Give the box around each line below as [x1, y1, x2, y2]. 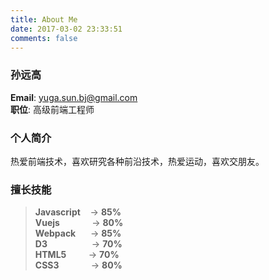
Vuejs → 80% [34, 217, 124, 229]
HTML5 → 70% [34, 249, 120, 261]
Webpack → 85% [34, 227, 122, 240]
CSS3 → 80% [34, 259, 123, 271]
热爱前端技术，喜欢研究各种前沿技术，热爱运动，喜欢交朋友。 [10, 155, 265, 167]
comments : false [10, 33, 78, 43]
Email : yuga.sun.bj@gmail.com [10, 91, 138, 103]
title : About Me [10, 14, 78, 25]
